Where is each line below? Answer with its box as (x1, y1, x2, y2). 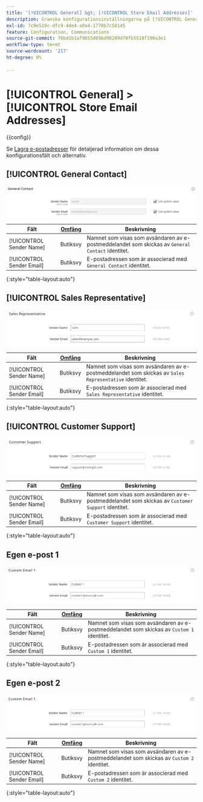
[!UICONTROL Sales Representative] (6, 292, 146, 303)
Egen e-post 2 (6, 678, 60, 688)
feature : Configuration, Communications (6, 29, 110, 35)
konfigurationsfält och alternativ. (6, 151, 88, 159)
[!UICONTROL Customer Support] (6, 421, 136, 432)
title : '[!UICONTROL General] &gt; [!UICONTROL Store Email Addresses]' (6, 10, 193, 16)
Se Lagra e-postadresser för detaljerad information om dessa (6, 145, 159, 153)
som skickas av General (132, 240, 190, 248)
